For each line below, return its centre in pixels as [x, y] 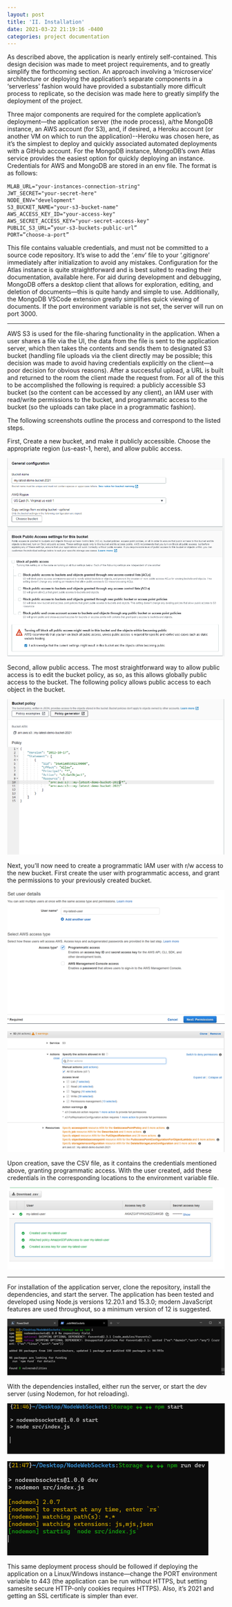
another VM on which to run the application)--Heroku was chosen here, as [113, 136]
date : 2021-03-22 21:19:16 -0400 [55, 29]
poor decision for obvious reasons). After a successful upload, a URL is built [115, 370]
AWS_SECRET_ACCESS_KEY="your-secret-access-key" [78, 221]
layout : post [26, 15]
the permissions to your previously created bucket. [79, 880]
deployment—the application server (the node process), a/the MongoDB [110, 122]
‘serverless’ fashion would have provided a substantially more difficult [106, 86]
